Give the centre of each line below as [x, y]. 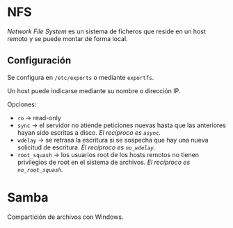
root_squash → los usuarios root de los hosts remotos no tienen [108, 154]
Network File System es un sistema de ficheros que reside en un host [107, 31]
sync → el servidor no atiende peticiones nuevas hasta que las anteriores [121, 125]
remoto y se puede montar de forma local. [67, 38]
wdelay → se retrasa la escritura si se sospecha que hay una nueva [113, 140]
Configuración [39, 61]
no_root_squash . [40, 169]
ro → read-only [39, 117]
